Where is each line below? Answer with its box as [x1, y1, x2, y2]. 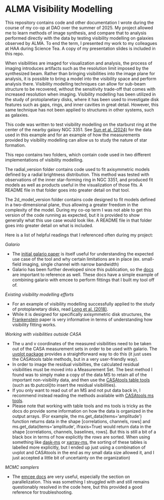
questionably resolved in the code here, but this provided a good [12, 484, 143, 490]
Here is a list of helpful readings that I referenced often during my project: [5, 232, 153, 238]
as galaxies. [5, 112, 29, 118]
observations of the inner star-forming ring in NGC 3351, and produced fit [5, 177, 153, 183]
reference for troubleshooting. [12, 489, 73, 495]
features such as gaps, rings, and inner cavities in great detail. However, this [5, 102, 159, 107]
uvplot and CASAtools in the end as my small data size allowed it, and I [12, 449, 155, 455]
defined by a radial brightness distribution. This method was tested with [5, 171, 150, 177]
